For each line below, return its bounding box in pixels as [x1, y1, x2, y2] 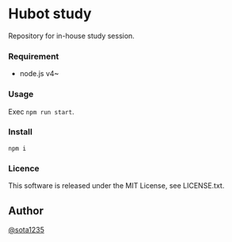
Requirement [8, 51, 59, 62]
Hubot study [8, 5, 93, 23]
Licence [8, 163, 40, 174]
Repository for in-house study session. [8, 31, 135, 40]
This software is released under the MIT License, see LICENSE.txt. [8, 181, 225, 190]
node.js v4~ [19, 69, 59, 79]
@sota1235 [8, 225, 45, 234]
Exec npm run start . [8, 106, 74, 116]
